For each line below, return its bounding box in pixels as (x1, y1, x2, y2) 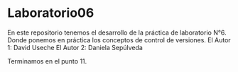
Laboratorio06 (7, 5, 94, 21)
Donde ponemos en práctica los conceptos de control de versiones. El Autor (7, 35, 231, 44)
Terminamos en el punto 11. (7, 56, 87, 65)
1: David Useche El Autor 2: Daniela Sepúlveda (7, 43, 144, 52)
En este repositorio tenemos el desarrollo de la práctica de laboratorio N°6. (7, 28, 227, 37)
